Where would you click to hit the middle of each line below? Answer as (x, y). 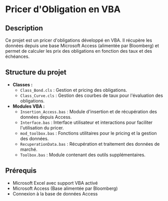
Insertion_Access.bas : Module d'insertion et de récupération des (89, 111)
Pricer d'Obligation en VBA (63, 9)
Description (24, 28)
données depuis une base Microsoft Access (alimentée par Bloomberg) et (82, 46)
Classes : (23, 84)
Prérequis (21, 171)
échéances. (17, 56)
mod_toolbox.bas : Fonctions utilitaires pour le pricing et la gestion (88, 133)
